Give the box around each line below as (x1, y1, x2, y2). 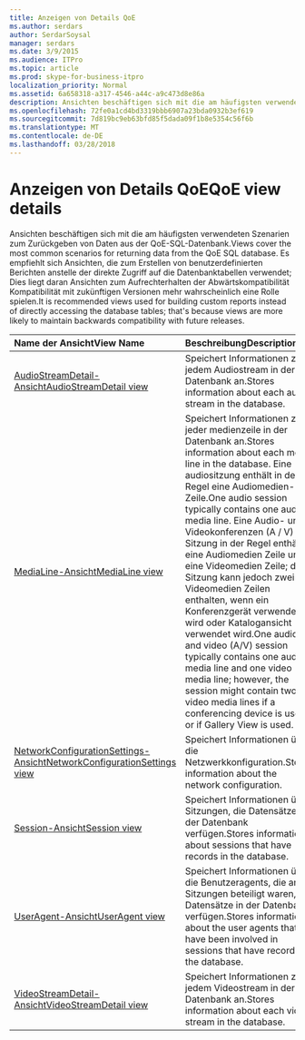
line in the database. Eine (184, 457, 292, 470)
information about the (184, 767, 278, 780)
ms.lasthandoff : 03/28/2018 (9, 140, 116, 149)
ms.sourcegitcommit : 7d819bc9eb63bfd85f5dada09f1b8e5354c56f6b (9, 114, 254, 123)
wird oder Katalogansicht (184, 616, 292, 629)
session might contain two (184, 684, 298, 697)
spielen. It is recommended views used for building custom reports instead (9, 296, 287, 307)
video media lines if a (184, 695, 276, 708)
